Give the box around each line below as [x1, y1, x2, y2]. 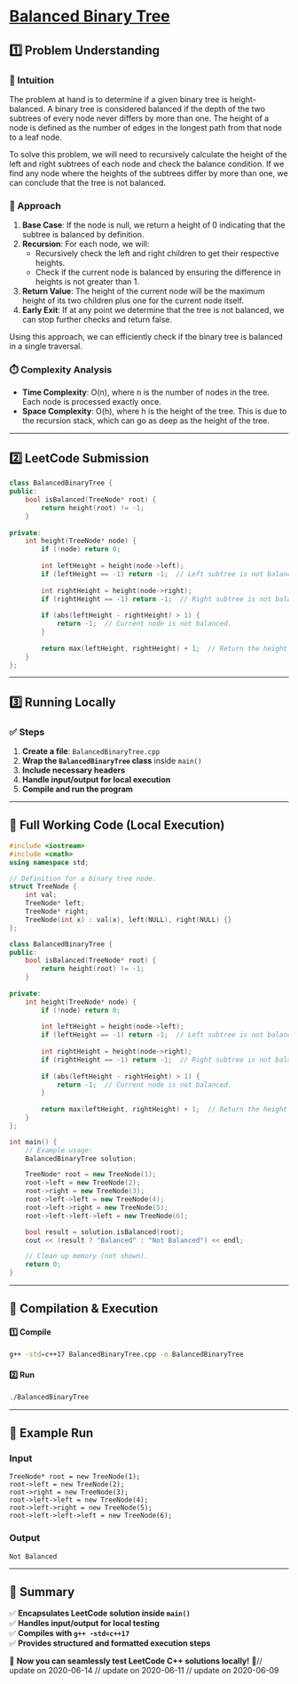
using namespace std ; [9, 858, 90, 867]
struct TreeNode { [9, 882, 77, 891]
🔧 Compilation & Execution [9, 1301, 159, 1317]
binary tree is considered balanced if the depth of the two [54, 103, 266, 114]
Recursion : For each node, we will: [21, 238, 150, 250]
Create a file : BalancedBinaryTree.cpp [21, 746, 161, 757]
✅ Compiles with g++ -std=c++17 [9, 1628, 130, 1639]
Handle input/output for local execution [21, 774, 171, 785]
